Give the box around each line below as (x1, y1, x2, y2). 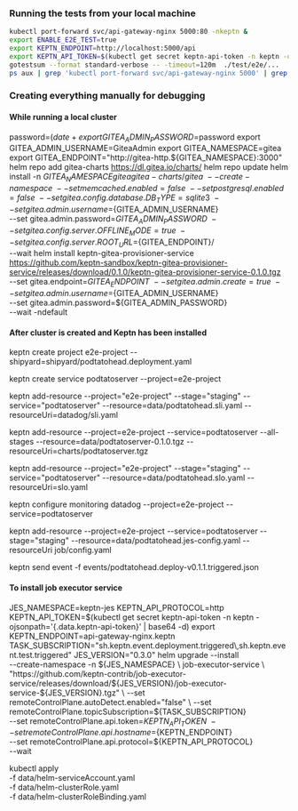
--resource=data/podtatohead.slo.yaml (101, 472, 246, 483)
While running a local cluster (9, 112, 118, 123)
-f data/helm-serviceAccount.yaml (9, 773, 136, 783)
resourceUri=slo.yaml (9, 482, 89, 493)
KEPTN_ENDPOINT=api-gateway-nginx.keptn (9, 630, 176, 641)
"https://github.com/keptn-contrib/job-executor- (9, 668, 186, 679)
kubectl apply (9, 763, 59, 774)
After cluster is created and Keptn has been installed (9, 327, 208, 338)
